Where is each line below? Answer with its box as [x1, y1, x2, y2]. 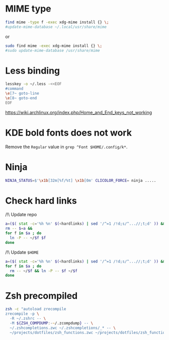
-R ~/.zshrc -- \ [10, 316, 46, 321]
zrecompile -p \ [5, 311, 39, 316]
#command [5, 86, 24, 91]
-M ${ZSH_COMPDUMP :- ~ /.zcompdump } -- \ [10, 320, 94, 325]
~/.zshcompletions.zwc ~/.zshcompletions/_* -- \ [10, 325, 116, 330]
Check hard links [5, 195, 77, 207]
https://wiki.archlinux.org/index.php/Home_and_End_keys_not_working [5, 109, 152, 115]
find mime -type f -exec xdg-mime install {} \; [5, 20, 109, 25]
